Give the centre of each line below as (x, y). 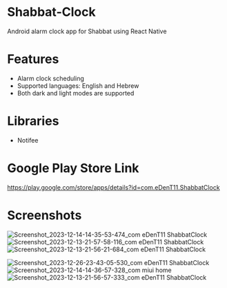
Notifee (28, 140)
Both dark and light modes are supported (76, 93)
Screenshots (45, 215)
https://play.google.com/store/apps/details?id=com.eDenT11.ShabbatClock (113, 187)
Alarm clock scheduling (51, 78)
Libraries (33, 121)
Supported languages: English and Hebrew (78, 85)
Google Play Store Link (73, 168)
